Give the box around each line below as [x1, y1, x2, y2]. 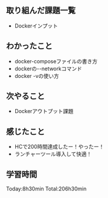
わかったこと [6, 41, 53, 51]
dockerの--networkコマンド [14, 65, 82, 72]
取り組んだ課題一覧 [6, 5, 76, 16]
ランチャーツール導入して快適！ [14, 151, 92, 158]
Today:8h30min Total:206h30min [6, 185, 87, 192]
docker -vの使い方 [14, 72, 59, 79]
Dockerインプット [14, 22, 58, 29]
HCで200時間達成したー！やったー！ [14, 143, 104, 151]
